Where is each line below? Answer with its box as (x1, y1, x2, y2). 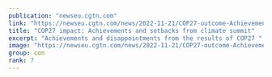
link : (8, 19, 27, 27)
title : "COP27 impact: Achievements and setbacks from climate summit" (8, 26, 255, 34)
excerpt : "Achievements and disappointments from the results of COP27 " (8, 34, 263, 43)
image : (8, 42, 31, 50)
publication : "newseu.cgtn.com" (8, 11, 117, 20)
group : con (8, 49, 45, 57)
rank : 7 (8, 57, 35, 65)
